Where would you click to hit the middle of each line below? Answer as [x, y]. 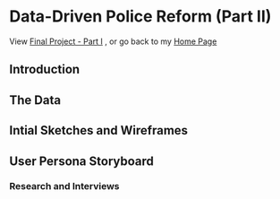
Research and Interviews [64, 186]
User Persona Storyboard [82, 161]
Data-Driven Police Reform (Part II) [140, 17]
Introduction [45, 69]
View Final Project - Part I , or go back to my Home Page [113, 41]
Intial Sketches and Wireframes [99, 130]
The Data [35, 100]
